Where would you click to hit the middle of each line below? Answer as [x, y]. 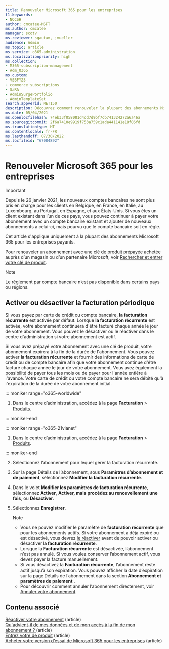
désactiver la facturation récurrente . [58, 543]
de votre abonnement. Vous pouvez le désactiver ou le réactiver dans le [80, 331]
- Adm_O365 [17, 71]
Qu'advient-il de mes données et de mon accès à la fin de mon [70, 625]
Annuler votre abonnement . [48, 591]
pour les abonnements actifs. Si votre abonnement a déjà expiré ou [90, 533]
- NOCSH [13, 19]
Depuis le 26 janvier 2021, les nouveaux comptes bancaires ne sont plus [80, 200]
